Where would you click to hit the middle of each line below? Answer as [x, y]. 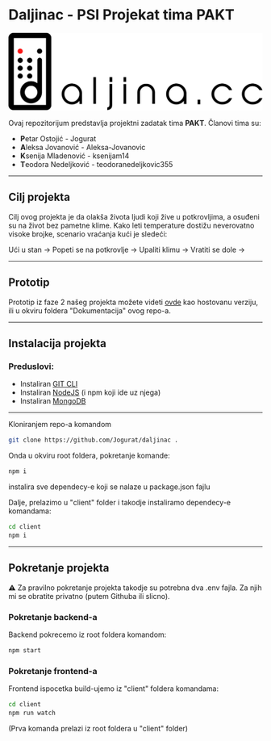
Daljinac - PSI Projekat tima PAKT [122, 15]
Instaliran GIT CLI [49, 384]
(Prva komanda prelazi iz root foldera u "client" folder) [98, 728]
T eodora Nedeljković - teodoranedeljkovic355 [96, 164]
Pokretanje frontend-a [53, 671]
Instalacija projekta [58, 343]
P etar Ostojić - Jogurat [58, 138]
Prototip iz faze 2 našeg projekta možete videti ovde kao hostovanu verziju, [133, 302]
